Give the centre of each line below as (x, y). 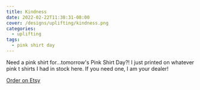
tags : (13, 40)
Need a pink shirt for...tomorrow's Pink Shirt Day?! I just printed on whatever (100, 62)
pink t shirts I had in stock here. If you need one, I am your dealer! (87, 68)
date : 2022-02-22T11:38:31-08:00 (48, 17)
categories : (21, 28)
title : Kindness (26, 12)
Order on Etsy (23, 80)
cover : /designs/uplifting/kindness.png (58, 23)
